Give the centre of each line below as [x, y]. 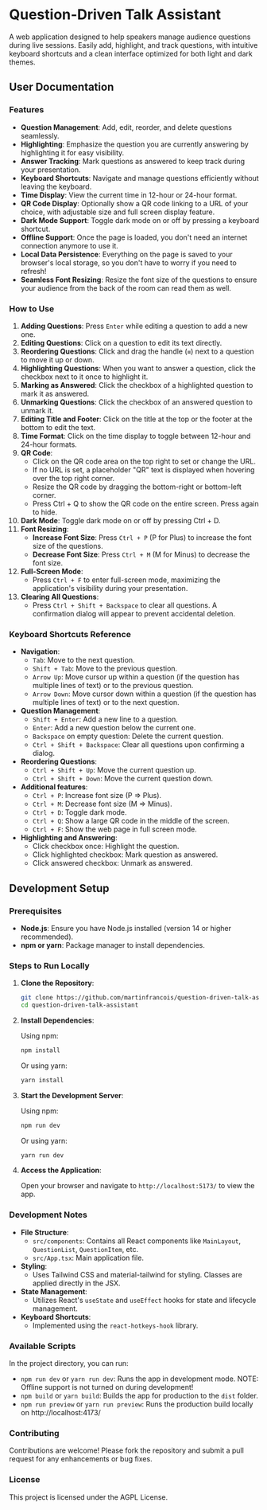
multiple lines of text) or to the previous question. [113, 686]
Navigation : [40, 651]
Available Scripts [43, 1346]
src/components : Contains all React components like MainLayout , [137, 1241]
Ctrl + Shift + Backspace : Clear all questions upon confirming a [138, 745]
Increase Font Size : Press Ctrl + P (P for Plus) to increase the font [142, 537]
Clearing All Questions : [60, 597]
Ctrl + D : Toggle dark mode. [79, 812]
